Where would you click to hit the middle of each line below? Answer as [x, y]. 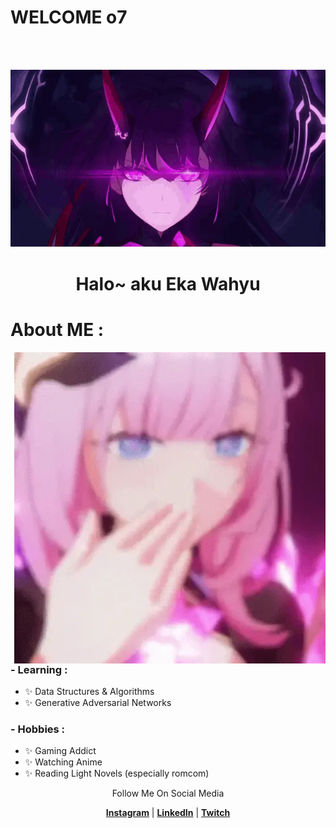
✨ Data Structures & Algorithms [89, 691]
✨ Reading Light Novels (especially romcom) [117, 773]
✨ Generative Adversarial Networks [98, 702]
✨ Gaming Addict [60, 751]
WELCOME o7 [69, 17]
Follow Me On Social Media [168, 793]
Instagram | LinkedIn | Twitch [168, 813]
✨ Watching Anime [63, 762]
